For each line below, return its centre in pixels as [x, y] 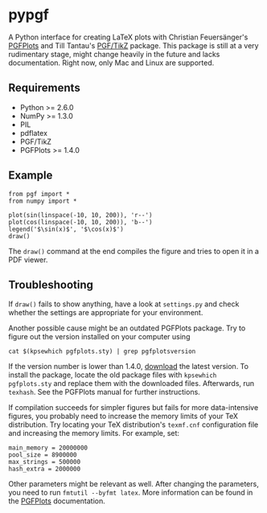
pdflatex [34, 133]
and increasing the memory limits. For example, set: [94, 433]
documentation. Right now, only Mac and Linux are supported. [111, 63]
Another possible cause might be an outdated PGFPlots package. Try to [127, 328]
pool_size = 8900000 [43, 455]
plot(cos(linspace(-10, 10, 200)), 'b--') [80, 222]
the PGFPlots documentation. [57, 501]
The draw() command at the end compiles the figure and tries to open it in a [134, 251]
